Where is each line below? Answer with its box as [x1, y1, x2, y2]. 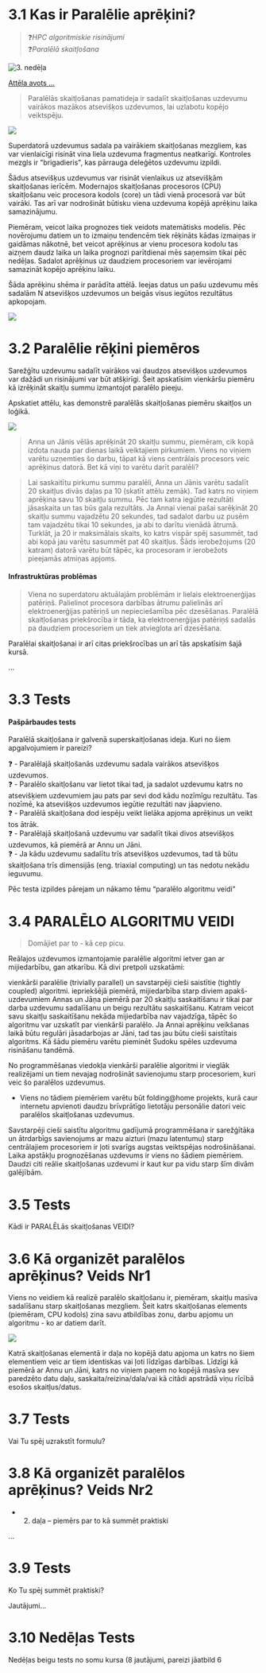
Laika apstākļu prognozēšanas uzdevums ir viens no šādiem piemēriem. [8, 1151, 244, 1160]
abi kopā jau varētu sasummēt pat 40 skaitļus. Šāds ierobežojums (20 [27, 537, 256, 546]
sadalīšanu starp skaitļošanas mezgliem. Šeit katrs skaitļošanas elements [8, 1302, 248, 1311]
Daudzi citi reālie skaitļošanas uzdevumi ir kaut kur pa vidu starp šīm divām [8, 1159, 254, 1169]
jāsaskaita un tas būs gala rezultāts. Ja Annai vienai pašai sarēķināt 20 [27, 503, 258, 512]
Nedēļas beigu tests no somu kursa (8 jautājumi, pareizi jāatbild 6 [8, 1656, 222, 1665]
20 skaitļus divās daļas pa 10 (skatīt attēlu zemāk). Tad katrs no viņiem [27, 486, 259, 495]
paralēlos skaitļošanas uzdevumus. [19, 1110, 135, 1120]
